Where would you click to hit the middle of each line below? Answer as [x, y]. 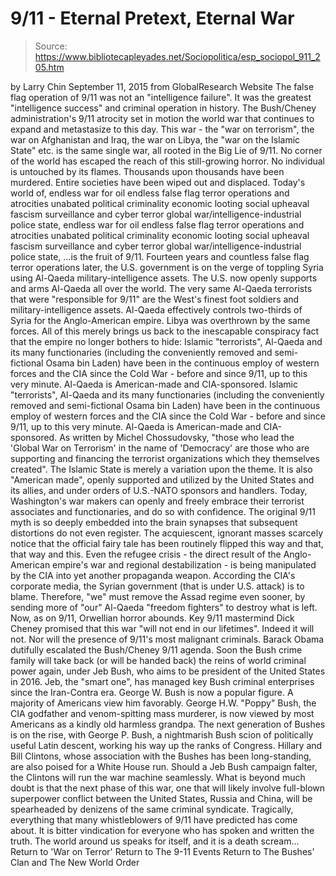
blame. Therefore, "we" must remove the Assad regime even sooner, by [158, 596]
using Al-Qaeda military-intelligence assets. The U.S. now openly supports [164, 278]
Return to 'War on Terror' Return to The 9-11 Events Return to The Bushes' [162, 851]
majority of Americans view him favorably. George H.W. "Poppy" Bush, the [163, 703]
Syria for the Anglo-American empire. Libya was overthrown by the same [160, 320]
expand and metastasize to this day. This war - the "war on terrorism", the [162, 129]
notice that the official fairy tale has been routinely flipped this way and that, [167, 543]
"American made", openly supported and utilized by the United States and [162, 479]
